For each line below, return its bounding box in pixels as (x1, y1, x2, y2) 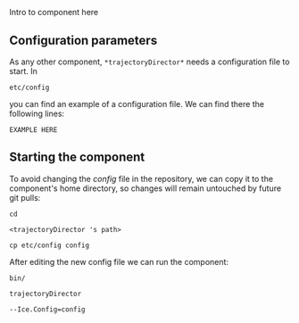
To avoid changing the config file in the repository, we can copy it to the (9, 173, 274, 184)
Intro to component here (9, 7, 99, 18)
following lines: (9, 108, 65, 119)
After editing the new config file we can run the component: (9, 256, 229, 267)
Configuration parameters (9, 32, 158, 48)
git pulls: (9, 192, 41, 203)
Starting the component (9, 150, 145, 165)
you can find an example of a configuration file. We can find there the (9, 99, 265, 109)
